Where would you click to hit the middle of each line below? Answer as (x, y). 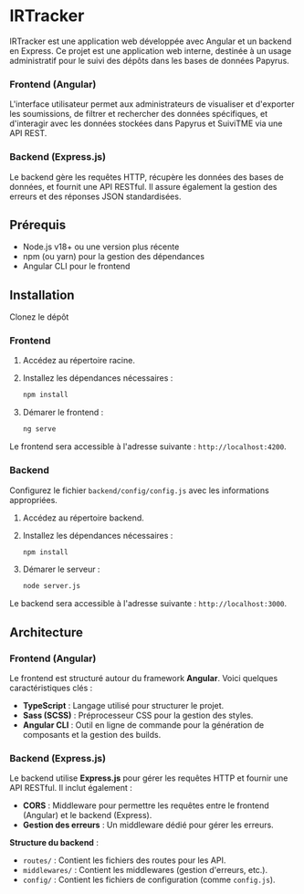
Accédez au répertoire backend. (83, 518)
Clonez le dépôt (39, 317)
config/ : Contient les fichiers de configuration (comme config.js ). (149, 880)
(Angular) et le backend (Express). (87, 815)
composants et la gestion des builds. (92, 734)
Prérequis (38, 225)
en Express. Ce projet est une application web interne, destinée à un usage (151, 50)
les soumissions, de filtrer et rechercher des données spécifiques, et (139, 114)
